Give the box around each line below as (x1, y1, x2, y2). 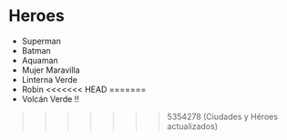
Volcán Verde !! (21, 93, 79, 105)
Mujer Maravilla (21, 65, 80, 75)
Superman (21, 35, 61, 46)
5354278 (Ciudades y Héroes (167, 111, 279, 122)
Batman (21, 45, 51, 55)
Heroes (8, 5, 65, 26)
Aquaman (21, 55, 58, 65)
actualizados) (167, 120, 218, 132)
